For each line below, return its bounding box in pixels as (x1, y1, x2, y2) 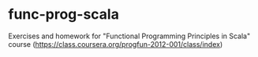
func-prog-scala (8, 5, 120, 23)
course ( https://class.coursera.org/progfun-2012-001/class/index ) (8, 39, 223, 48)
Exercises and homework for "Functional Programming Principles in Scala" (8, 31, 251, 41)
